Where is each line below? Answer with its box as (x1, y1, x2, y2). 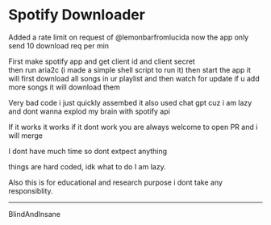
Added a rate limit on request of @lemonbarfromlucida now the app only (8, 32, 249, 42)
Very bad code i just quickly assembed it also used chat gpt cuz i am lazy (8, 98, 252, 107)
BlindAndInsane (8, 209, 61, 219)
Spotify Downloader (8, 6, 145, 24)
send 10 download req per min (8, 40, 110, 50)
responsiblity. (8, 185, 54, 195)
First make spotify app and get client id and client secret (8, 56, 195, 66)
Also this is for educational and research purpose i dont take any (8, 177, 223, 187)
